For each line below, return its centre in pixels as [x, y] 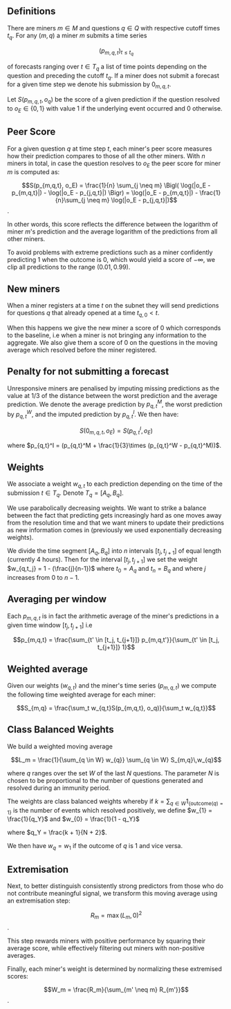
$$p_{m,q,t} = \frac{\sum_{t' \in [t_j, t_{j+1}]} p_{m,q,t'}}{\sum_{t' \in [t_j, [116, 640]
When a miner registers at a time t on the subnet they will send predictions [113, 305]
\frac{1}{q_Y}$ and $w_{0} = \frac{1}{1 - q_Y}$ [74, 819]
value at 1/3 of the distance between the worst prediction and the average [112, 395]
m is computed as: [34, 172]
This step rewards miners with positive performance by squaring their [107, 941]
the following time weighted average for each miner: [82, 695]
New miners [34, 289]
